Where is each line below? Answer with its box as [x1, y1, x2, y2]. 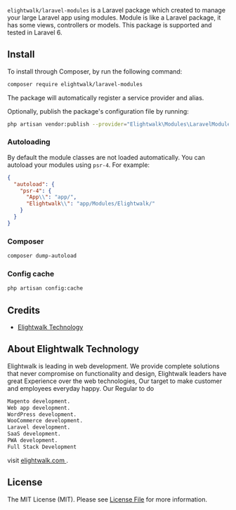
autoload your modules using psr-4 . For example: [7, 161, 150, 169]
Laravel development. [7, 424, 71, 431]
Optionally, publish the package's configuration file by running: [7, 107, 190, 115]
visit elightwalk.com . [7, 456, 69, 464]
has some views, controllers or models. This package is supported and [7, 21, 212, 29]
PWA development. [7, 437, 58, 444]
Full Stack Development [7, 443, 77, 450]
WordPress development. [7, 410, 77, 418]
